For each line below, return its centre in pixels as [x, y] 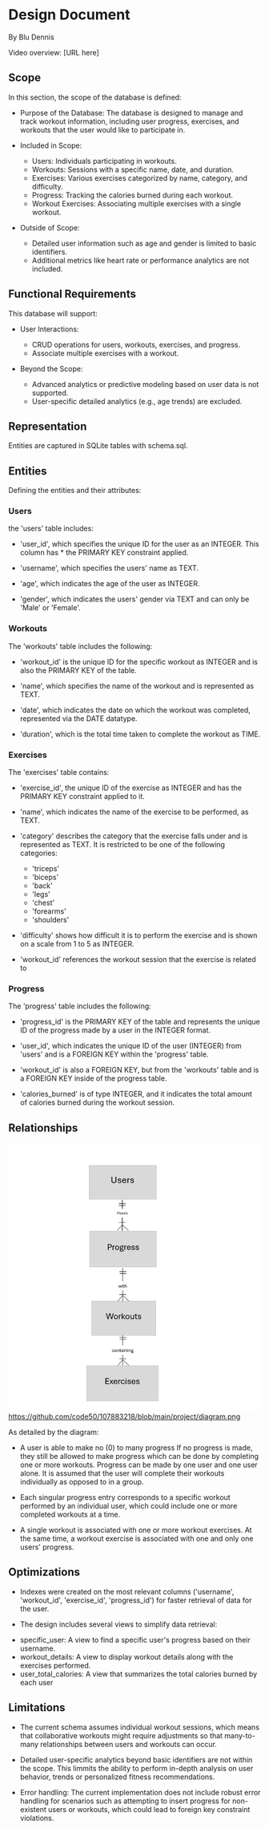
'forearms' [49, 911]
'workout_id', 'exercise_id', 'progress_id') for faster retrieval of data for [136, 1600]
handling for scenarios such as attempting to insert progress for [125, 1801]
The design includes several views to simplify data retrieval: [118, 1624]
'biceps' [45, 878]
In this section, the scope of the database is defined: [95, 97]
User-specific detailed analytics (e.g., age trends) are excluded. [137, 401]
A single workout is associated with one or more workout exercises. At [136, 1530]
